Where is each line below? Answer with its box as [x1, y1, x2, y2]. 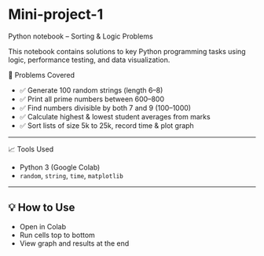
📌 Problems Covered [8, 70, 75, 79]
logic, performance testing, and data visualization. [8, 55, 170, 64]
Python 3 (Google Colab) [19, 163, 101, 172]
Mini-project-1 [8, 5, 104, 24]
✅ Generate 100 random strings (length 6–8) [19, 85, 163, 95]
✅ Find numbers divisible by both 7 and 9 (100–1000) [19, 103, 191, 112]
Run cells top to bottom [19, 230, 96, 240]
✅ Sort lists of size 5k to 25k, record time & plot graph [19, 120, 194, 130]
